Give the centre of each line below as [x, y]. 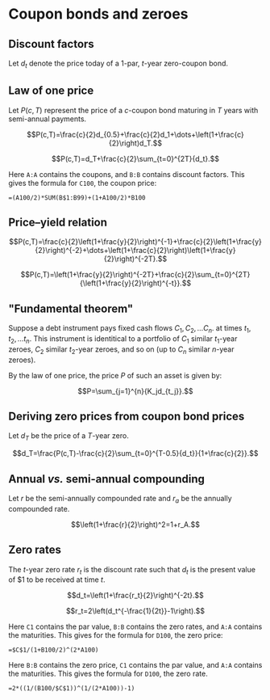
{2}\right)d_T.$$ [135, 143]
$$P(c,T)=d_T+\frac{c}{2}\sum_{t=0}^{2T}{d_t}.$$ [135, 158]
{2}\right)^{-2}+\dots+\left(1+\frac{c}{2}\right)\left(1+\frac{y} [135, 251]
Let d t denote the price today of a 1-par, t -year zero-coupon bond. [118, 64]
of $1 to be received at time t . [57, 580]
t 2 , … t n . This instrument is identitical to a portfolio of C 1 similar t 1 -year [123, 339]
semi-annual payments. [48, 119]
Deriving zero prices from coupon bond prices [127, 417]
